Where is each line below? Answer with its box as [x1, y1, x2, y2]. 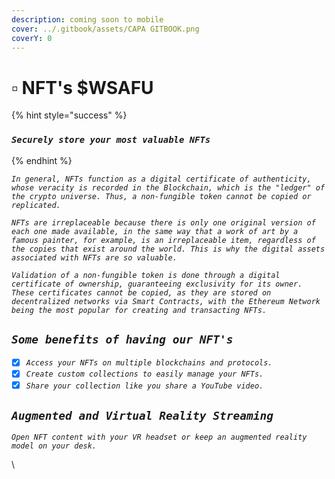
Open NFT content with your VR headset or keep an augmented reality [11, 432, 308, 443]
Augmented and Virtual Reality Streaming [11, 409, 274, 423]
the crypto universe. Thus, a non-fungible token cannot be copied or [11, 191, 312, 201]
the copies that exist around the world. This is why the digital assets [11, 244, 326, 254]
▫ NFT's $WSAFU [11, 76, 154, 99]
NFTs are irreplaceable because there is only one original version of [11, 217, 316, 228]
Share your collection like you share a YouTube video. [25, 381, 264, 391]
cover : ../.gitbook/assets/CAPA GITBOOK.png [11, 24, 200, 34]
